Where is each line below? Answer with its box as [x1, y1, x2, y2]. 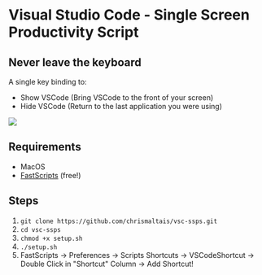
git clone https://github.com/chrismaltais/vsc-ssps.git [20, 217, 218, 225]
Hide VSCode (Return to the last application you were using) [20, 102, 222, 111]
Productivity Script [8, 23, 139, 41]
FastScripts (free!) [20, 170, 81, 180]
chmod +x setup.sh [20, 234, 83, 242]
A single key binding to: [8, 77, 87, 86]
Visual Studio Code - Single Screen [8, 6, 250, 24]
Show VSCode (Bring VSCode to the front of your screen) [20, 93, 214, 103]
